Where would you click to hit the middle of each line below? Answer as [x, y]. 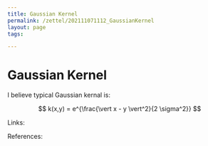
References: [25, 137]
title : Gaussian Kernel [43, 14]
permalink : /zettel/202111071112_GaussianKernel [81, 21]
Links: [16, 122]
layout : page [27, 27]
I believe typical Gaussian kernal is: [59, 95]
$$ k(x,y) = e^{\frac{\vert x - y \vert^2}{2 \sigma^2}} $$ [120, 109]
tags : [15, 34]
